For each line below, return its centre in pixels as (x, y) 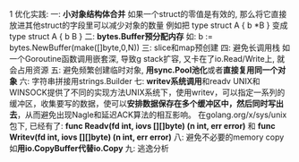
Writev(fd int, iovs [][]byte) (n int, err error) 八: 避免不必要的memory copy (147, 137)
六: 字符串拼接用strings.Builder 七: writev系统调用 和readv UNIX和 (140, 81)
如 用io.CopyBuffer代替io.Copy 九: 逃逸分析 (90, 148)
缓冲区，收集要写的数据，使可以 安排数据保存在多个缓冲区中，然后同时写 (142, 103)
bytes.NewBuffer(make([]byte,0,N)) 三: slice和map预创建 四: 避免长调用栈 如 (150, 47)
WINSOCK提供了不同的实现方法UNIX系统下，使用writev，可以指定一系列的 (147, 92)
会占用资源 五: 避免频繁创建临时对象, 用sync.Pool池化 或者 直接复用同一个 (144, 70)
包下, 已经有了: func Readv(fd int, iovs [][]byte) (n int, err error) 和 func (142, 126)
